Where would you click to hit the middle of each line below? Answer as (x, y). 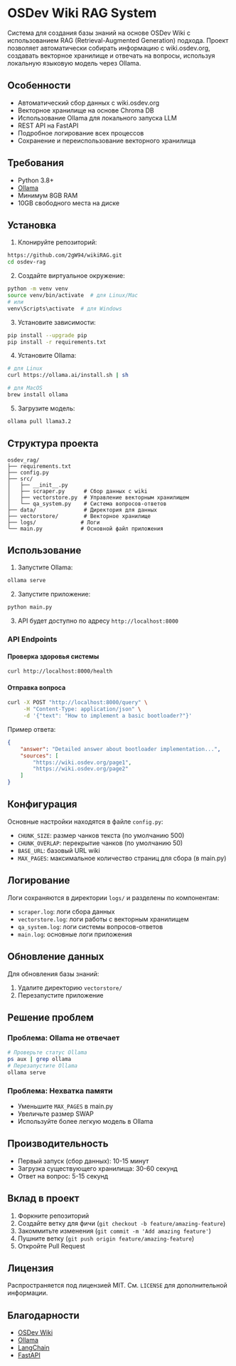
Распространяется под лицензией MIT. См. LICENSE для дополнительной (117, 1285)
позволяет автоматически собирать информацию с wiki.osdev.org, (109, 48)
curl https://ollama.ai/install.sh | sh (68, 376)
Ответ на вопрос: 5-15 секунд (63, 1176)
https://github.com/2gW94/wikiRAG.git (65, 255)
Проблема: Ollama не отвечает (64, 1038)
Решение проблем (51, 1017)
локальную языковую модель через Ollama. (74, 63)
